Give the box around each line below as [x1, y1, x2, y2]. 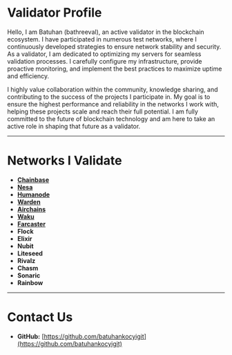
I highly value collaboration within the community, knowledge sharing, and [7, 85, 219, 93]
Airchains [17, 205, 46, 213]
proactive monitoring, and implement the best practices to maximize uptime [7, 64, 222, 73]
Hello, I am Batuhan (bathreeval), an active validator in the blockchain [7, 28, 205, 36]
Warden [17, 197, 41, 206]
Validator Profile [7, 5, 102, 21]
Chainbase [17, 175, 50, 184]
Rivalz [17, 256, 36, 264]
